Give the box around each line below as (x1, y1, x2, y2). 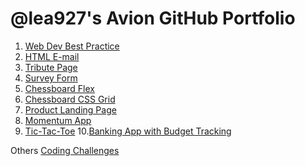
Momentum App (24, 114, 92, 126)
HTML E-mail (24, 50, 80, 62)
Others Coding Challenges (10, 144, 120, 156)
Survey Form (24, 72, 78, 84)
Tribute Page (24, 61, 78, 73)
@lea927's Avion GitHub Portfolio (10, 7, 296, 30)
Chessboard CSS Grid (24, 93, 116, 105)
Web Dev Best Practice (24, 40, 120, 52)
